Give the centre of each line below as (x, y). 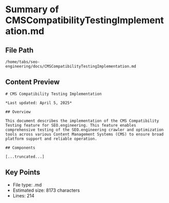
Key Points (23, 172)
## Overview (18, 112)
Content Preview (33, 82)
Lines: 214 (24, 195)
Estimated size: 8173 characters (46, 190)
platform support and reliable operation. (51, 139)
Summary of (32, 9)
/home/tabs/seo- (23, 62)
